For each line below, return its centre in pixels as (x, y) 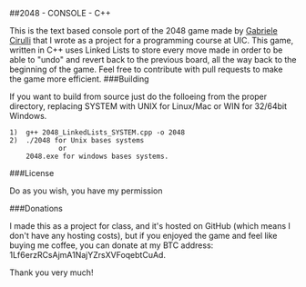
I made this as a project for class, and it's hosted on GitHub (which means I (150, 226)
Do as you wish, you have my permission (86, 191)
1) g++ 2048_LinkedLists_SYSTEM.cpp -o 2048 (97, 133)
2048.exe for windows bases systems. (97, 156)
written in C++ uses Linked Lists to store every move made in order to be (146, 50)
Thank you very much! (51, 272)
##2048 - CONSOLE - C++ (60, 13)
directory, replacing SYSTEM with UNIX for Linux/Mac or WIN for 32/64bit (148, 106)
